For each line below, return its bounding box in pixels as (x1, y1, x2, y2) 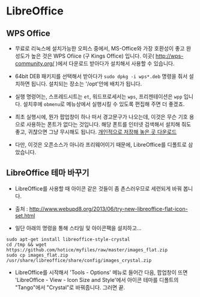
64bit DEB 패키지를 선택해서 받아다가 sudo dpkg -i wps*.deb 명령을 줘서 (14, 73, 188, 79)
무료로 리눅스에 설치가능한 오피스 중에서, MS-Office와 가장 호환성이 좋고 (14, 45, 185, 52)
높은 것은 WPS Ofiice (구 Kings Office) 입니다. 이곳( (31, 52, 154, 60)
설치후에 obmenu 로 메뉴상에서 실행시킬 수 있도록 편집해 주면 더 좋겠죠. (23, 100, 185, 108)
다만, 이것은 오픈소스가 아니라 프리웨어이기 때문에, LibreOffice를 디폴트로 (14, 141, 187, 148)
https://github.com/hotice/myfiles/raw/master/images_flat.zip (6, 246, 168, 253)
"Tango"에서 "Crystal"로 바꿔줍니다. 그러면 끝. (14, 284, 126, 291)
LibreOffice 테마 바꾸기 (6, 168, 89, 178)
